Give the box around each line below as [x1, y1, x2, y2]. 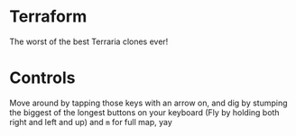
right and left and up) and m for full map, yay [9, 116, 173, 127]
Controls [9, 68, 76, 88]
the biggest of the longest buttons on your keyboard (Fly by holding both [9, 106, 280, 118]
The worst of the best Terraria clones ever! [9, 36, 169, 47]
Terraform [9, 6, 88, 27]
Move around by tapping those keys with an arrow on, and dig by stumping [9, 97, 288, 108]
